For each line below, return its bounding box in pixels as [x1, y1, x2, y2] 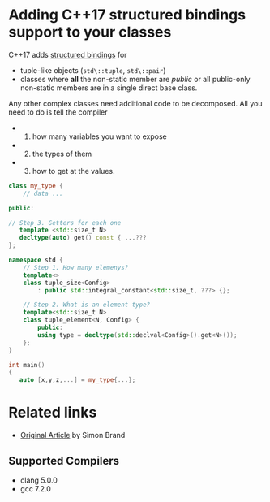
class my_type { [8, 181, 63, 190]
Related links [8, 404, 97, 422]
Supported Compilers [8, 453, 120, 468]
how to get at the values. [32, 166, 115, 175]
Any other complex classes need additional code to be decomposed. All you [8, 98, 263, 108]
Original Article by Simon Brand [19, 431, 126, 440]
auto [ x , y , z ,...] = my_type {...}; [19, 376, 136, 384]
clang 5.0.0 [19, 475, 58, 485]
